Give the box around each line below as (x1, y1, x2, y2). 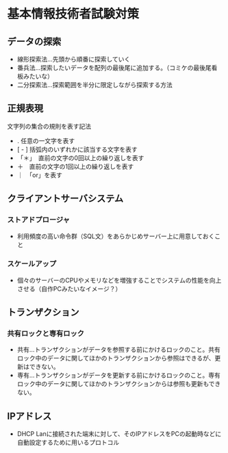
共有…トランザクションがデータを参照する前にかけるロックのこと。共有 (16, 346, 220, 354)
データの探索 (7, 36, 62, 47)
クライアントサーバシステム (7, 193, 124, 205)
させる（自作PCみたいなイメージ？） (16, 285, 122, 293)
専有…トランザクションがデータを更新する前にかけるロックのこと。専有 (16, 371, 220, 380)
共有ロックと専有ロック (7, 329, 84, 339)
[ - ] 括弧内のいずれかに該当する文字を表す (16, 145, 138, 153)
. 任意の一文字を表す (16, 136, 75, 144)
